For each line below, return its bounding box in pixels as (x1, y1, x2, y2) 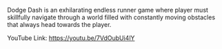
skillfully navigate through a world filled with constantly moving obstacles (7, 13, 216, 21)
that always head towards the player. (7, 21, 112, 28)
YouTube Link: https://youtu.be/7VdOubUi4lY (7, 34, 135, 42)
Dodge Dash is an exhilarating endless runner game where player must (7, 6, 209, 14)
